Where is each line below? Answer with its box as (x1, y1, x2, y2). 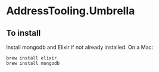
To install (6, 28, 41, 38)
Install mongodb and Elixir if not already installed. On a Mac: (6, 43, 154, 51)
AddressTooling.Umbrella (6, 4, 135, 18)
